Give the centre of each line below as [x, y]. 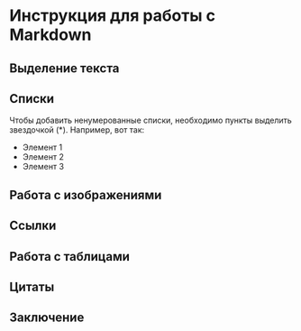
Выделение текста [64, 68]
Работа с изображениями [86, 195]
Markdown [50, 35]
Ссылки [33, 226]
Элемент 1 [42, 147]
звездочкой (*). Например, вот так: [77, 130]
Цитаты [32, 286]
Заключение [47, 318]
